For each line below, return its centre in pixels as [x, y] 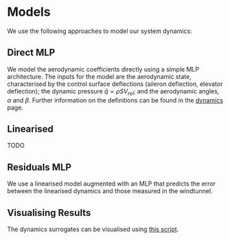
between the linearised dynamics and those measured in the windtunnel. [110, 191]
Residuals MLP [39, 167]
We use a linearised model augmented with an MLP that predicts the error [112, 184]
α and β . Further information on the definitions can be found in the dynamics [115, 100]
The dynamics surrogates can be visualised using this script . [93, 229]
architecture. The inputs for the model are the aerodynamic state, [100, 76]
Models [29, 12]
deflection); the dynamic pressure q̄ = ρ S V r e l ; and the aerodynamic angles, [113, 92]
